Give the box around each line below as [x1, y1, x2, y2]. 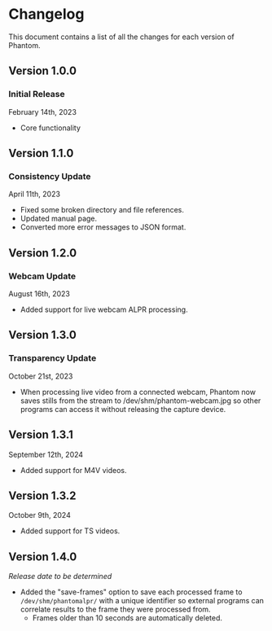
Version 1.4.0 [8, 550, 77, 563]
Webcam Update [8, 270, 76, 282]
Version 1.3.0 [8, 328, 77, 342]
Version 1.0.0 [8, 64, 77, 78]
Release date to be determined [8, 572, 112, 581]
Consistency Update [8, 170, 91, 182]
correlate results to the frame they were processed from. [20, 604, 211, 615]
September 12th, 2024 [8, 449, 84, 459]
